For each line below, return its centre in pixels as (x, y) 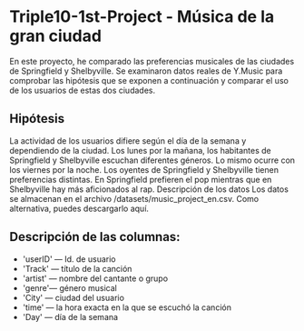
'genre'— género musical (70, 287)
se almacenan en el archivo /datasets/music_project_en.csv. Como (134, 198)
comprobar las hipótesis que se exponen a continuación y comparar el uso (149, 80)
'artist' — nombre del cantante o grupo (95, 278)
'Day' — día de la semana (70, 316)
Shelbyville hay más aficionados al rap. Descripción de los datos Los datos (149, 189)
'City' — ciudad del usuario (74, 297)
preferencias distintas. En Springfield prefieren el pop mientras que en (141, 179)
